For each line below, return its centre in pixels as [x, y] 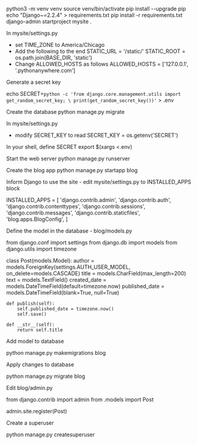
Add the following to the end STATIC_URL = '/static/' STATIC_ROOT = [100, 51]
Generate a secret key [34, 82]
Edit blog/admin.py [29, 388]
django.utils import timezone [41, 249]
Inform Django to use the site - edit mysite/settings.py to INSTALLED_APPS [99, 182]
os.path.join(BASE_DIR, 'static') [53, 58]
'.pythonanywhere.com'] [45, 70]
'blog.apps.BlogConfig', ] [37, 219]
